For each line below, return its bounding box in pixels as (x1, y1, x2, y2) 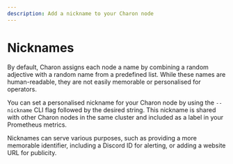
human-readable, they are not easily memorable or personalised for (7, 78, 202, 86)
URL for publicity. (7, 148, 57, 156)
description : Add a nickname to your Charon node (7, 10, 154, 17)
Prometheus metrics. (7, 120, 67, 129)
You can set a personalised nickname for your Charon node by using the (7, 98, 214, 107)
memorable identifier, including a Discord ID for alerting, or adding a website (7, 141, 226, 149)
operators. (7, 84, 37, 93)
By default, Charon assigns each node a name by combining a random (7, 63, 209, 71)
